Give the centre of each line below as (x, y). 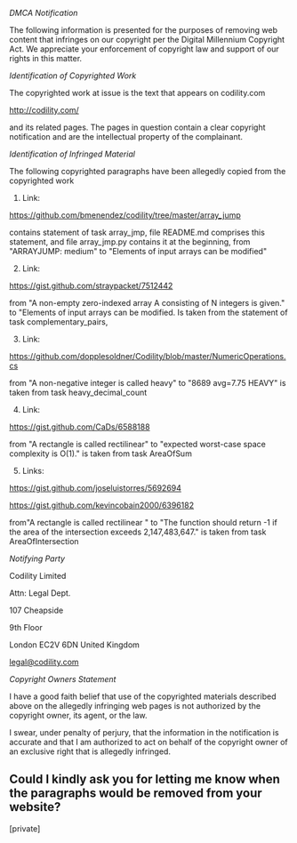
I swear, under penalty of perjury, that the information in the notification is (144, 732)
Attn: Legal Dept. (40, 593)
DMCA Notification (44, 13)
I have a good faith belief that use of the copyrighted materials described (143, 696)
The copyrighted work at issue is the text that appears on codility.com (137, 93)
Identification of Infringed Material (72, 154)
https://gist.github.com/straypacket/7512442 (91, 285)
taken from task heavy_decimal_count (78, 392)
